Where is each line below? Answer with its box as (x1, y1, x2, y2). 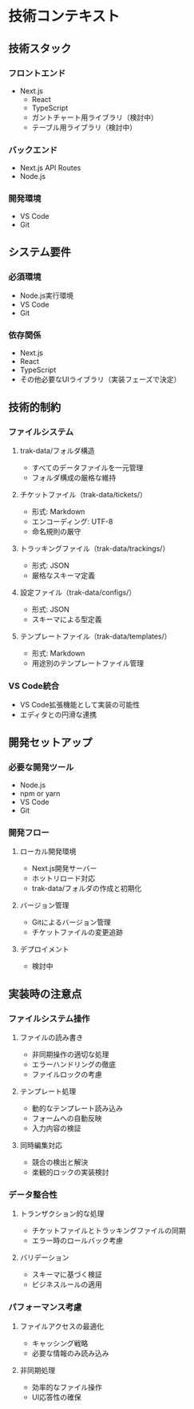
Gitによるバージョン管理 (31, 917, 112, 927)
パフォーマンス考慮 (8, 1302, 82, 1313)
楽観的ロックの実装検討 (31, 1167, 109, 1177)
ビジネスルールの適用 (31, 1280, 102, 1289)
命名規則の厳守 (31, 527, 81, 536)
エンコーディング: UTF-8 (31, 517, 113, 527)
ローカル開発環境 (19, 847, 77, 857)
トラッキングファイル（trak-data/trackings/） (19, 544, 170, 553)
